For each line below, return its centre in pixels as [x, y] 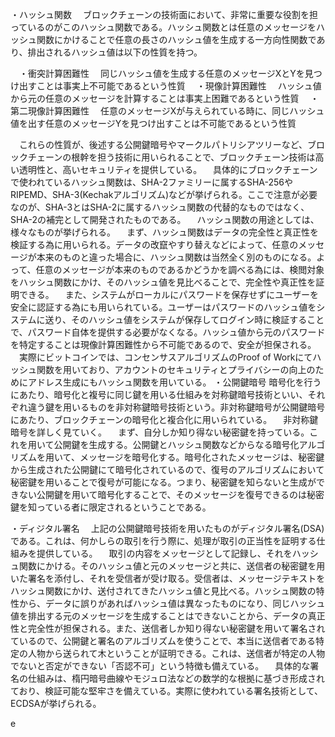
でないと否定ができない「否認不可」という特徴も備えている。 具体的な [160, 666]
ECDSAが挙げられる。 [56, 703]
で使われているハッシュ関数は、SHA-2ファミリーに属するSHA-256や [152, 182]
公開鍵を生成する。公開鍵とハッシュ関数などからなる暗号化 [176, 444]
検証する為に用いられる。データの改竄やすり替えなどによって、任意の [154, 244]
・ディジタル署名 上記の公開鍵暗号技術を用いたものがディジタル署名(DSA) [167, 528]
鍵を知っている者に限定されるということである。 [111, 507]
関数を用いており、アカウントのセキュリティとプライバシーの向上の [176, 369]
